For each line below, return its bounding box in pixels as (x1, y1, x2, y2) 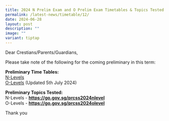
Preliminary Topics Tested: (5, 89, 63, 95)
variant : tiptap (5, 36, 39, 41)
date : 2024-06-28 (5, 17, 42, 22)
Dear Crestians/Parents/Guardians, (5, 49, 78, 55)
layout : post (5, 21, 33, 27)
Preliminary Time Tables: (5, 69, 59, 75)
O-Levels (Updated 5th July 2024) (5, 79, 77, 86)
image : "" (5, 31, 26, 36)
